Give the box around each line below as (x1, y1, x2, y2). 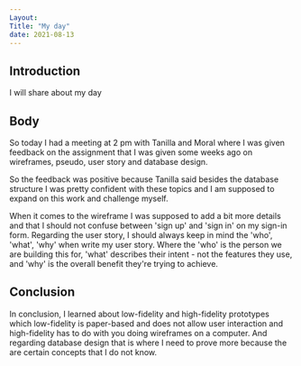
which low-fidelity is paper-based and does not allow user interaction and (9, 317, 284, 329)
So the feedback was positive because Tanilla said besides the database (9, 174, 279, 185)
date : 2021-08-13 (9, 30, 75, 39)
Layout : (9, 13, 39, 23)
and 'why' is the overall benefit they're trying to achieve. (9, 259, 219, 269)
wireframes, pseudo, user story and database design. (9, 157, 209, 167)
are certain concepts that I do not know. (9, 346, 158, 357)
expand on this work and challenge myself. (9, 193, 169, 204)
